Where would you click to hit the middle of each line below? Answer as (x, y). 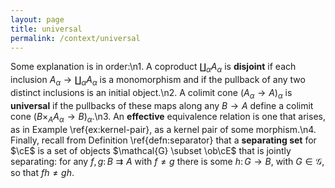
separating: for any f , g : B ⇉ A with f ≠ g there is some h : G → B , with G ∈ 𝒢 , (167, 161)
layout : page (37, 19)
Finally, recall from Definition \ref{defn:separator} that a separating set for (163, 140)
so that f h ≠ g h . (42, 172)
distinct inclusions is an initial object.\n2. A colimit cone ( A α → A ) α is (151, 93)
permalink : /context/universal (75, 38)
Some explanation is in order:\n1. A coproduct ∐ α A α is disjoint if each (153, 68)
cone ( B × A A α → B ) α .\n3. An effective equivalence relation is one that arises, (168, 117)
